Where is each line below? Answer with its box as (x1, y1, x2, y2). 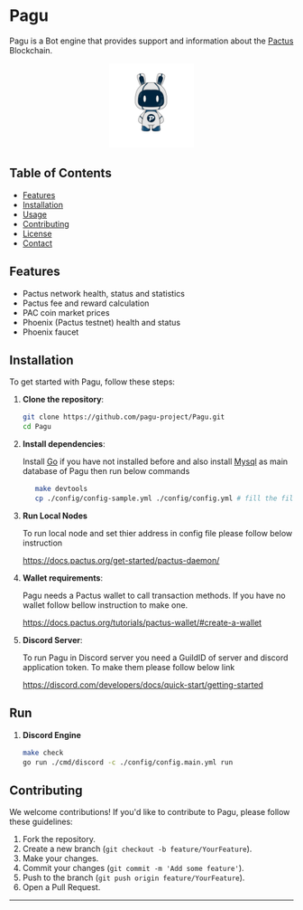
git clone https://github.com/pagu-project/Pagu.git (22, 412, 225, 422)
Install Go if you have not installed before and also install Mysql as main (22, 456, 289, 467)
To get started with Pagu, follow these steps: (9, 376, 176, 387)
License (22, 228, 52, 239)
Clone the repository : (22, 394, 105, 405)
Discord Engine (22, 729, 81, 740)
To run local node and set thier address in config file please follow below (22, 527, 293, 538)
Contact (22, 237, 52, 249)
